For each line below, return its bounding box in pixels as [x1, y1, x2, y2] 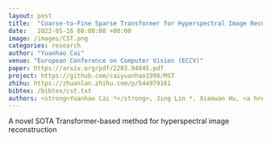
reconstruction [8, 125, 58, 135]
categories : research [8, 42, 81, 50]
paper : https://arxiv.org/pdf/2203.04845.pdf [8, 64, 164, 73]
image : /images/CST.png [8, 34, 89, 43]
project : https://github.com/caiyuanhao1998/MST [8, 72, 175, 80]
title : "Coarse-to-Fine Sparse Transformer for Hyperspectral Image [8, 19, 248, 27]
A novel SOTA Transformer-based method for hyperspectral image [8, 116, 230, 126]
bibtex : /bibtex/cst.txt [8, 86, 92, 95]
